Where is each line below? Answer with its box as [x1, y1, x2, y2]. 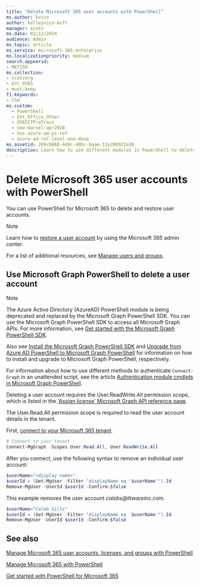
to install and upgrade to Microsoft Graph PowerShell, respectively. [6, 355, 171, 363]
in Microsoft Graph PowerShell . [6, 380, 83, 387]
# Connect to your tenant [6, 439, 70, 445]
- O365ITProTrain [11, 120, 55, 126]
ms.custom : [6, 102, 33, 109]
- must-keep [6, 86, 36, 92]
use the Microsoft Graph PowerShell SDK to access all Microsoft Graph [6, 319, 180, 326]
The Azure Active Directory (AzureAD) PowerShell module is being [6, 306, 170, 313]
